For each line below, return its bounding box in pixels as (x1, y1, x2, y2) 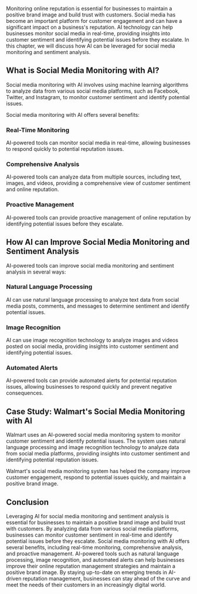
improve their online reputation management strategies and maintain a (6, 563, 176, 570)
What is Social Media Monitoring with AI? (6, 66, 159, 76)
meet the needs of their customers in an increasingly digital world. (6, 581, 166, 589)
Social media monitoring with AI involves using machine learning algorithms (6, 81, 189, 88)
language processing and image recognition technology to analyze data (6, 444, 179, 451)
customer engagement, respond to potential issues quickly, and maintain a (6, 474, 186, 481)
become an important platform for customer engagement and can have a (6, 18, 182, 24)
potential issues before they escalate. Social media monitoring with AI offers (6, 538, 190, 545)
